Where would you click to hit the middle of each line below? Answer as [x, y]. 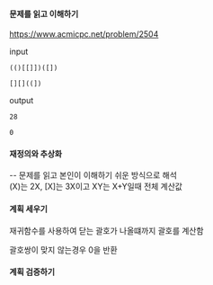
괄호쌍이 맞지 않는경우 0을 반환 [64, 249]
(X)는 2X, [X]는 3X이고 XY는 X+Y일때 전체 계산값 [96, 187]
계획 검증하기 [32, 272]
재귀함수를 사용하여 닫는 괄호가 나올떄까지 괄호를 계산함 [106, 230]
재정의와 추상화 [36, 154]
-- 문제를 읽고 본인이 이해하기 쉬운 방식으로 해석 [93, 175]
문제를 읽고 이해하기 [44, 13]
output [22, 101]
